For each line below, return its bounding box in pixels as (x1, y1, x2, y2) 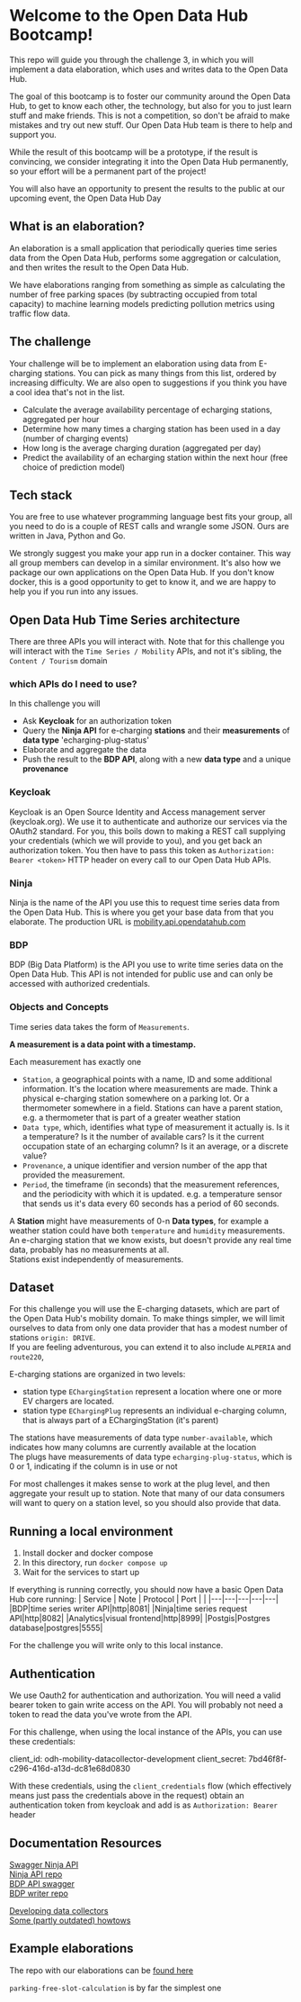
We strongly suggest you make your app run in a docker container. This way (9, 548, 292, 559)
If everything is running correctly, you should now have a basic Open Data (9, 1584, 284, 1595)
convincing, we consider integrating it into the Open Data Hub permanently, (9, 156, 289, 167)
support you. (9, 129, 57, 140)
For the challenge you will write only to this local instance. (9, 1640, 224, 1651)
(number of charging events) (22, 433, 128, 444)
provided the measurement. (22, 1169, 126, 1180)
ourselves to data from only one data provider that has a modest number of (9, 1322, 288, 1333)
